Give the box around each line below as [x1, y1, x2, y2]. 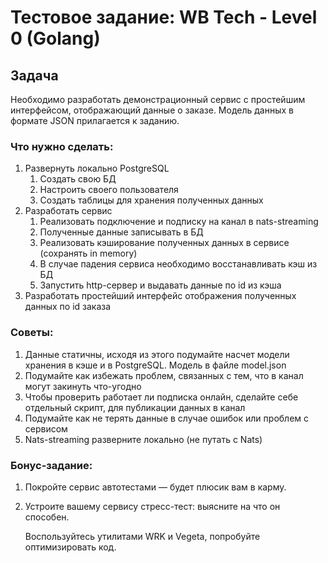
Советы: [10, 326, 54, 340]
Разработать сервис [24, 205, 113, 217]
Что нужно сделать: [10, 139, 114, 153]
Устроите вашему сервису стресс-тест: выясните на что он [24, 500, 281, 512]
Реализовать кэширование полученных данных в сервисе [39, 237, 290, 249]
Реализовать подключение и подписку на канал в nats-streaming [39, 216, 319, 228]
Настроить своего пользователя [39, 184, 179, 196]
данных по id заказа [24, 301, 112, 313]
